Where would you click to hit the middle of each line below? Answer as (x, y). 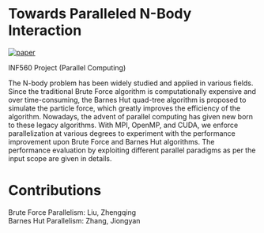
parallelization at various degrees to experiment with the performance (122, 133)
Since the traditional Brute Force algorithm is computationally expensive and (132, 91)
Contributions (55, 191)
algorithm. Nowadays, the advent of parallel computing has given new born (131, 116)
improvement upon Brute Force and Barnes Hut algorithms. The (111, 141)
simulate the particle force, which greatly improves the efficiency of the (124, 108)
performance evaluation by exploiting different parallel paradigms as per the (132, 150)
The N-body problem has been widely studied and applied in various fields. (131, 83)
